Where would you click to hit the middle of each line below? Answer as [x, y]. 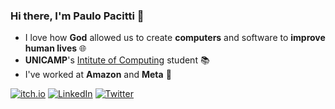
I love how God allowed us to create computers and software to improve [175, 38]
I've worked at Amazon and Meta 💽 [98, 75]
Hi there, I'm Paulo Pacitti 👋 [77, 16]
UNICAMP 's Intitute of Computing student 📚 [117, 60]
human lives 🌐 [55, 48]
